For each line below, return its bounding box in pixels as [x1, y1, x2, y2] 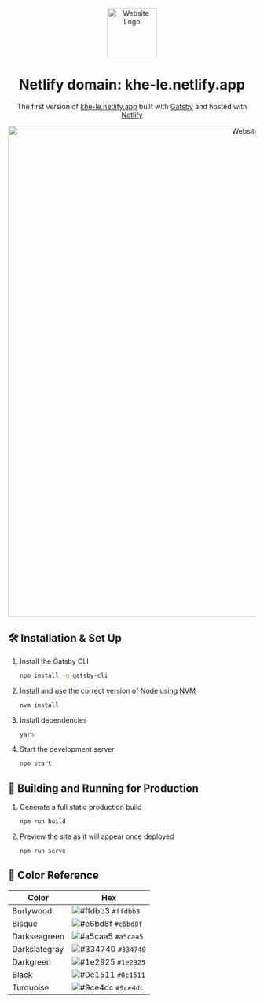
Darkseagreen [12, 931, 65, 942]
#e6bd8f [114, 919, 143, 928]
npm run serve [19, 847, 66, 855]
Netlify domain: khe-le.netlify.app [18, 76, 246, 93]
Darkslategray [12, 943, 64, 954]
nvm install [19, 701, 59, 709]
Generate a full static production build [19, 803, 142, 812]
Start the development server [19, 745, 115, 754]
